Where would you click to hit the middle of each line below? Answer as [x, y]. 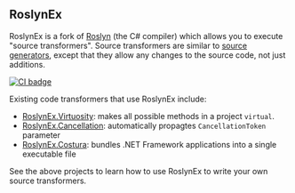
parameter [41, 135]
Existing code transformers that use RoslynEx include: [108, 99]
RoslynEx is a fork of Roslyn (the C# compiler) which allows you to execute [146, 36]
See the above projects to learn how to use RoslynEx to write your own [139, 171]
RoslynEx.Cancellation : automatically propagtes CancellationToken [144, 125]
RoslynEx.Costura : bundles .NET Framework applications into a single [149, 144]
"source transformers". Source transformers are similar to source [128, 45]
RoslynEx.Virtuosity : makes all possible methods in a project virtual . [148, 116]
